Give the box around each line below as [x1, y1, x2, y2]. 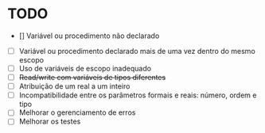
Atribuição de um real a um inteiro [18, 82, 131, 91]
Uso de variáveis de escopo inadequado [18, 64, 152, 73]
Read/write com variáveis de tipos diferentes [18, 73, 166, 82]
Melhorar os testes [18, 116, 81, 127]
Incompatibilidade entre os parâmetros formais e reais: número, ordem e [18, 90, 257, 100]
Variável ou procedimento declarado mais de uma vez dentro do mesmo [18, 46, 255, 55]
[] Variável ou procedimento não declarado [18, 31, 160, 40]
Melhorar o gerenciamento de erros [18, 108, 136, 117]
